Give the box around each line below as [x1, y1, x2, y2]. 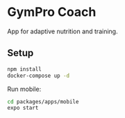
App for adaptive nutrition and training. [7, 27, 118, 35]
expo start [7, 105, 39, 112]
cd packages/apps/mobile [7, 98, 79, 105]
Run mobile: [7, 85, 42, 93]
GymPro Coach [7, 4, 97, 20]
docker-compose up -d [7, 72, 70, 79]
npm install [7, 65, 42, 73]
